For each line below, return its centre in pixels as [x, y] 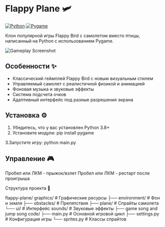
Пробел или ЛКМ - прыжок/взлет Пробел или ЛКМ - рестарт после [77, 173]
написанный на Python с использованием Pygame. [59, 41]
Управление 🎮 [30, 159]
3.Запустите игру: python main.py [41, 142]
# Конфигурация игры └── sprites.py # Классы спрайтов [66, 219]
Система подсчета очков [39, 94]
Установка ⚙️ [26, 115]
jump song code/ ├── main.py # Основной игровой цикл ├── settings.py [82, 214]
